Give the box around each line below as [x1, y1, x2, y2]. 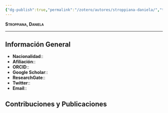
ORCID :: [12, 64, 29, 70]
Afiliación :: [12, 58, 36, 65]
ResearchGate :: [12, 74, 45, 80]
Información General [5, 40, 71, 49]
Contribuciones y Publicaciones [5, 99, 107, 108]
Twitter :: [12, 80, 31, 86]
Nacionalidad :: [12, 53, 43, 59]
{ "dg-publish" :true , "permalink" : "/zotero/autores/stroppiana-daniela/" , [5, 7, 160, 12]
